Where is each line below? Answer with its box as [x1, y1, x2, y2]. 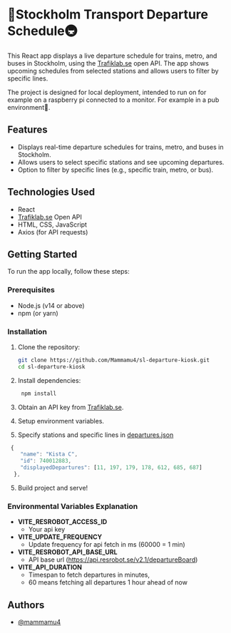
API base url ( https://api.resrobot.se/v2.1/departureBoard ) [28, 555, 198, 564]
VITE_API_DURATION [17, 563, 83, 572]
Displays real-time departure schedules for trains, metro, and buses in [17, 143, 224, 151]
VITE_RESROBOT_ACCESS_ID [17, 518, 108, 526]
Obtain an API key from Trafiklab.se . [17, 403, 124, 411]
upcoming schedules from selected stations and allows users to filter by [7, 66, 219, 75]
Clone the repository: [17, 342, 81, 351]
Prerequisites [7, 285, 55, 295]
